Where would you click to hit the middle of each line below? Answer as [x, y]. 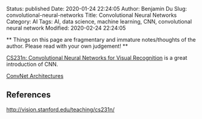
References [29, 95]
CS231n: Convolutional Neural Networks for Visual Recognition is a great [97, 58]
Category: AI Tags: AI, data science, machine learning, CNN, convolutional [99, 21]
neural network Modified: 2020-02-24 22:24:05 [66, 28]
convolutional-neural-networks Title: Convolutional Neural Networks [92, 15]
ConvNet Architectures [35, 76]
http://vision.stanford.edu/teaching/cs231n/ [61, 109]
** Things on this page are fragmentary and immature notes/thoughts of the [101, 40]
